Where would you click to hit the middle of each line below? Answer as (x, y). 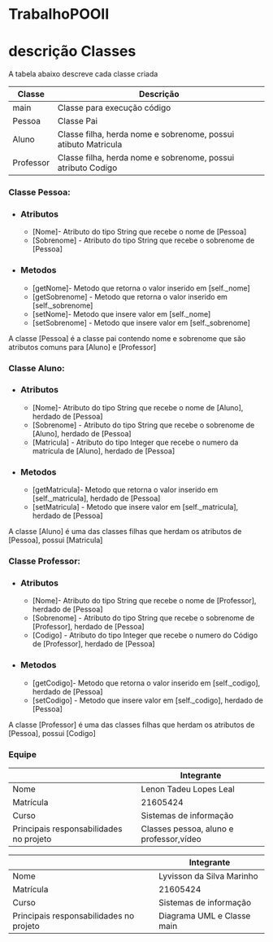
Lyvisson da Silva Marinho (208, 876)
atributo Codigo (87, 168)
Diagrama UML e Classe (204, 915)
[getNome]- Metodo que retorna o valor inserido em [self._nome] (141, 288)
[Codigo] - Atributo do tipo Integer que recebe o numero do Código (145, 635)
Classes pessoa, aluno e (187, 829)
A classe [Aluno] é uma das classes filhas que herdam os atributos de (125, 532)
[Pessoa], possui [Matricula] (56, 540)
